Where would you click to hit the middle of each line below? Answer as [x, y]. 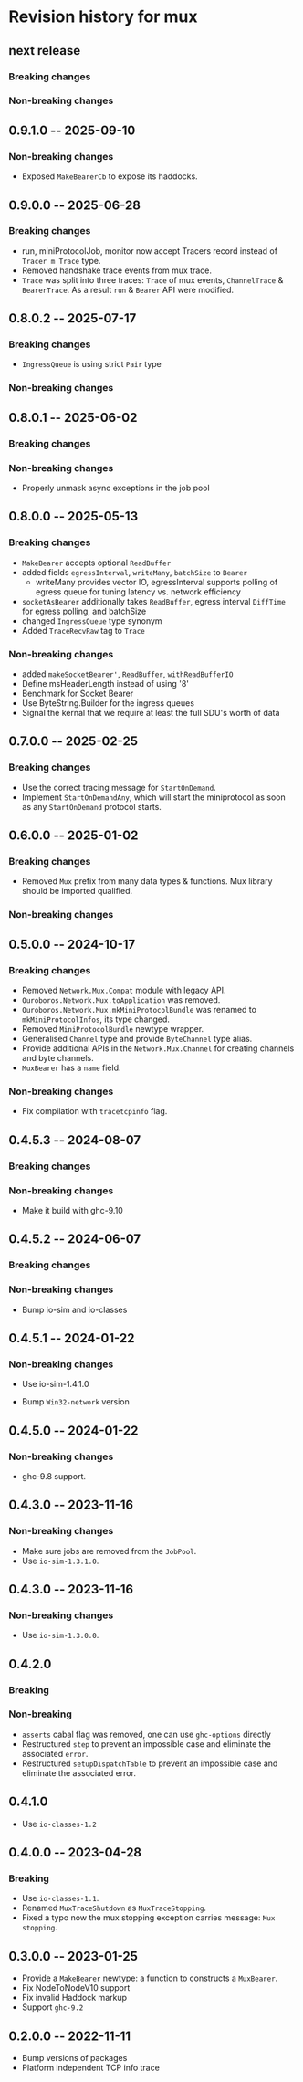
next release [45, 51]
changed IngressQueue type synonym [92, 620]
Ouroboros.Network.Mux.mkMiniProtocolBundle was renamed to [139, 1009]
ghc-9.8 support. [54, 1476]
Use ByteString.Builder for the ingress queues [108, 703]
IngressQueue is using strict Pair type [91, 364]
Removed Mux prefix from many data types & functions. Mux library [147, 881]
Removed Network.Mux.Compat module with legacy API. [124, 990]
